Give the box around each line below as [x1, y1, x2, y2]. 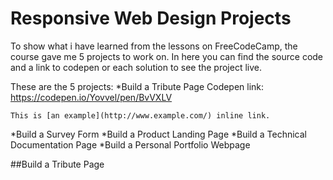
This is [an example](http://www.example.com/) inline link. [10, 110, 271, 121]
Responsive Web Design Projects [10, 7, 292, 30]
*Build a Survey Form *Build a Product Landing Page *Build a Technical [10, 128, 307, 140]
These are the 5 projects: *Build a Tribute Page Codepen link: [10, 80, 265, 92]
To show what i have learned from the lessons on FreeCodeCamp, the [10, 40, 298, 52]
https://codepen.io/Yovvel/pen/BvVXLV [10, 91, 173, 103]
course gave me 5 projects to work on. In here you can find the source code [10, 50, 324, 62]
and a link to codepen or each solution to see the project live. [10, 61, 262, 73]
